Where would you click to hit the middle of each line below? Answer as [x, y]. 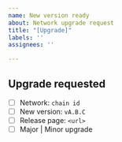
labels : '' [26, 37]
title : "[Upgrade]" [40, 30]
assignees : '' [31, 45]
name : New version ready [49, 15]
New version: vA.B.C [53, 112]
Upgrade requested [57, 84]
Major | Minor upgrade [56, 129]
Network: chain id [50, 103]
